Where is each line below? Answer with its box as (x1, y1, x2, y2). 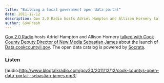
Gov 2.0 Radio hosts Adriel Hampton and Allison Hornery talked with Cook (5, 34, 154, 40)
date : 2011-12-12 (5, 12, 41, 17)
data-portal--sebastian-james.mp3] (5, 72, 77, 78)
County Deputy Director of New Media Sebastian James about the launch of (5, 39, 159, 45)
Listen (5, 56, 20, 63)
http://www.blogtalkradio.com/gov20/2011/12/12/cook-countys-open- (19, 67, 159, 73)
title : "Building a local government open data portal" (5, 7, 121, 12)
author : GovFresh (5, 20, 41, 26)
